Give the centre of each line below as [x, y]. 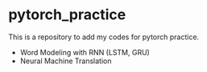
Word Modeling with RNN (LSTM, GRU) [85, 52]
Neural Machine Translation [66, 61]
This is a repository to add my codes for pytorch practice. [104, 37]
